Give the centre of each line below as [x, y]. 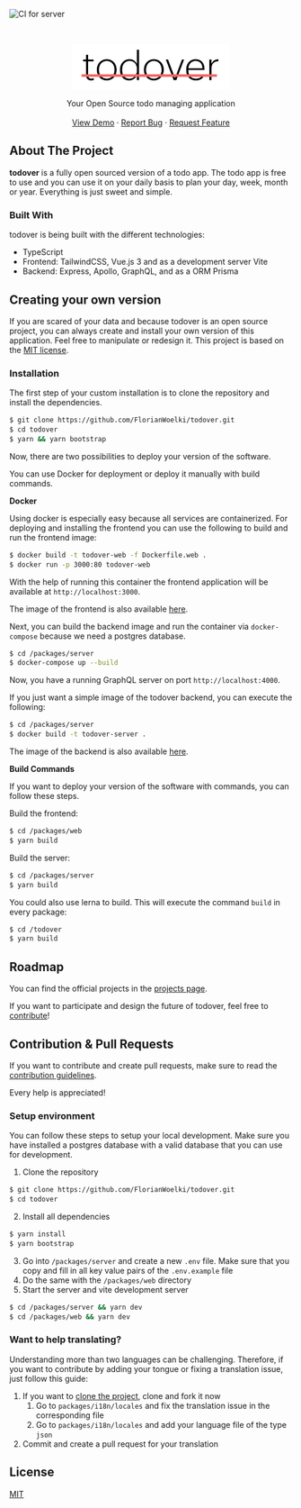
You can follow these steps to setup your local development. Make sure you [150, 1136]
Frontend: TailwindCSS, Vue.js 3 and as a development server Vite [145, 262]
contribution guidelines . [53, 1075]
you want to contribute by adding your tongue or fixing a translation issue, [146, 1368]
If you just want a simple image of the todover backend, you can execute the [151, 697]
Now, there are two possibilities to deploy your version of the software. [140, 456]
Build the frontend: [44, 813]
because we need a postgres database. [113, 636]
